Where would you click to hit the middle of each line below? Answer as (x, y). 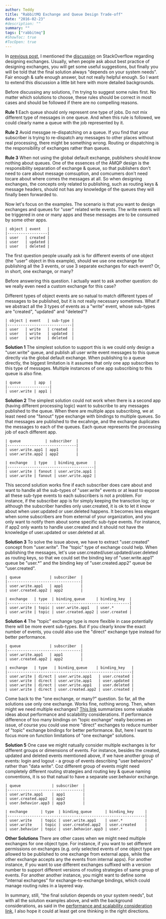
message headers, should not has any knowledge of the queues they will (80, 189)
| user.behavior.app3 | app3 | (45, 803)
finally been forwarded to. (31, 194)
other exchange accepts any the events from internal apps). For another (79, 859)
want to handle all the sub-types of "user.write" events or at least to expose (82, 490)
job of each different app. (31, 432)
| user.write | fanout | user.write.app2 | (51, 476)
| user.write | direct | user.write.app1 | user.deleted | (70, 685)
